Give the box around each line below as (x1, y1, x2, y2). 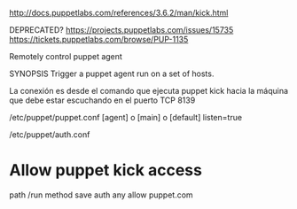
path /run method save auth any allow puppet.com (9, 190, 193, 200)
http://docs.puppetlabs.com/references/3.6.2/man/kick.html (9, 8, 229, 18)
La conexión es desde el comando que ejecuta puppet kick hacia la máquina (9, 86, 289, 96)
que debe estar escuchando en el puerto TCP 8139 (9, 95, 196, 105)
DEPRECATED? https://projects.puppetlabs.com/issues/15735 (9, 25, 234, 35)
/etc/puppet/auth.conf (9, 129, 90, 140)
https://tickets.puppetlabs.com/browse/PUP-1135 (9, 35, 189, 44)
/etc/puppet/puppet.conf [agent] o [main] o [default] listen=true (9, 112, 242, 122)
